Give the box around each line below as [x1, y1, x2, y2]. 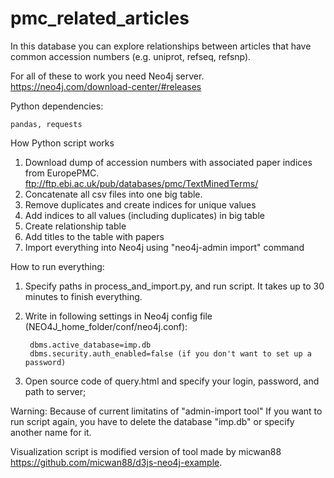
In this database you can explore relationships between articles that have [10, 40, 312, 52]
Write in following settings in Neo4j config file [24, 310, 213, 322]
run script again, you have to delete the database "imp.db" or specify [10, 415, 295, 427]
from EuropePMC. [24, 167, 100, 179]
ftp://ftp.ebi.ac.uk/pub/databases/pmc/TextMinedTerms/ [24, 177, 259, 189]
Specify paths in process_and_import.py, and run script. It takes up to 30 [24, 280, 325, 292]
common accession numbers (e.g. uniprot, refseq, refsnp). [10, 50, 252, 62]
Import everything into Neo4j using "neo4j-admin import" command [24, 241, 305, 253]
